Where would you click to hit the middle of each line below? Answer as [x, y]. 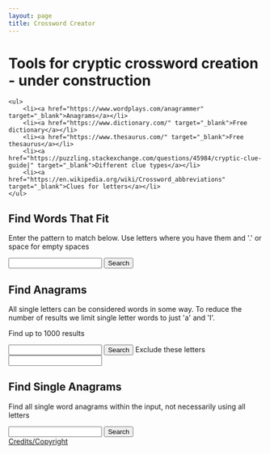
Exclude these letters [171, 350]
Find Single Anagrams [65, 387]
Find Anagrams [48, 290]
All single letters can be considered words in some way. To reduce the [125, 309]
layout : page [30, 16]
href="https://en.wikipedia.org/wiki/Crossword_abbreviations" [117, 180]
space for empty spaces [49, 246]
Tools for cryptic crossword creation [133, 63]
